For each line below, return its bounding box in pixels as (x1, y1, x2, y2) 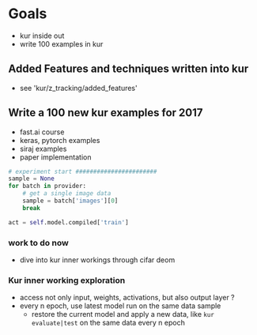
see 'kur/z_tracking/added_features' (19, 83, 138, 92)
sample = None (8, 175, 55, 183)
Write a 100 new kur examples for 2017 (8, 106, 203, 119)
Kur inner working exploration (8, 274, 126, 285)
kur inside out (19, 31, 65, 40)
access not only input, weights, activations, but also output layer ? (19, 293, 235, 303)
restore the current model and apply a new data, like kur (31, 310, 215, 319)
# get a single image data (22, 190, 111, 198)
